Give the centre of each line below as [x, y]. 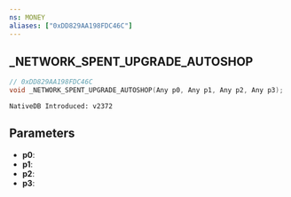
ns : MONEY [28, 17]
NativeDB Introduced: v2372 [61, 106]
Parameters [42, 134]
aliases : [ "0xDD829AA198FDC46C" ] [71, 26]
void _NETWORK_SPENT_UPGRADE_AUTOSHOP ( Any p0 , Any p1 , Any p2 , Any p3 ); [146, 91]
